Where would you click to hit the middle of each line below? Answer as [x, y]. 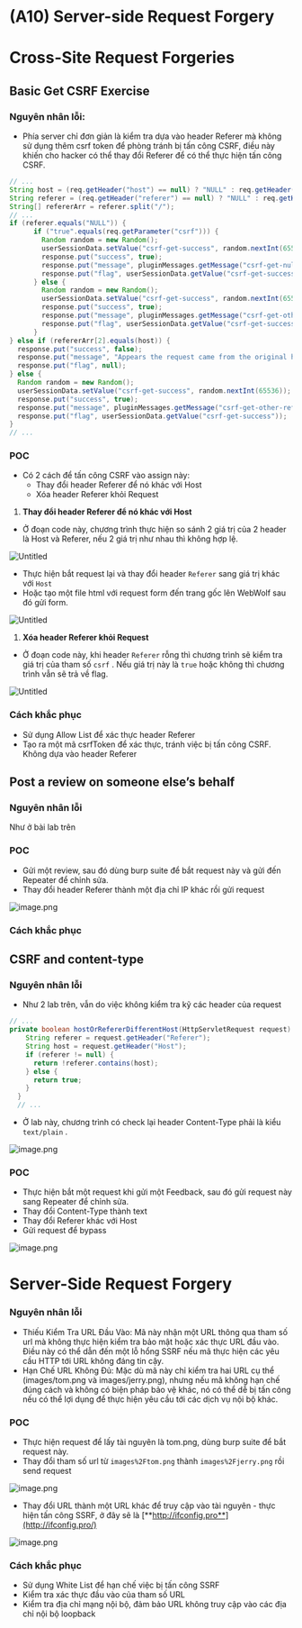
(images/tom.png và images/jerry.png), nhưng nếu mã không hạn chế [151, 1379]
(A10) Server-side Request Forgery [142, 17]
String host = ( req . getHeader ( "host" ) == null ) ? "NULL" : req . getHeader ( [152, 190]
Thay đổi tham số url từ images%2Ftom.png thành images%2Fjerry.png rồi [153, 1461]
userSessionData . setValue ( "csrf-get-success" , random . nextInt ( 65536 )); [155, 391]
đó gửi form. [45, 603]
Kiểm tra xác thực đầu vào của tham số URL [104, 1595]
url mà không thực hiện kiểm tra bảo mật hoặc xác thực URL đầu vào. [151, 1342]
